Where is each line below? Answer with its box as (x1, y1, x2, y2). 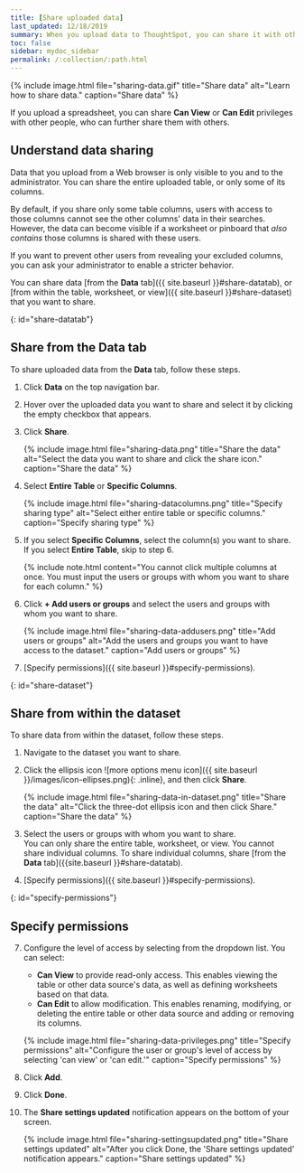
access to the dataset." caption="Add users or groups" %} (23, 644, 241, 655)
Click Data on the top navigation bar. (23, 381, 161, 392)
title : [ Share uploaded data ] (10, 13, 124, 23)
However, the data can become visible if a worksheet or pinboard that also (10, 222, 288, 233)
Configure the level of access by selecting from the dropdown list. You (23, 943, 286, 953)
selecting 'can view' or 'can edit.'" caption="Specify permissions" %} (23, 1055, 282, 1065)
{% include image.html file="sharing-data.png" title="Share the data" (23, 444, 281, 455)
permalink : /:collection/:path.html (10, 55, 148, 64)
